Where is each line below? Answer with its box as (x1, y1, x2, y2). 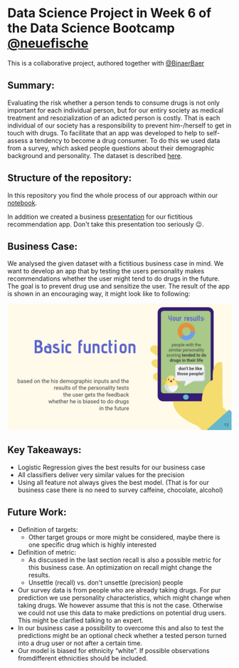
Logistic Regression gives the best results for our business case (17, 463, 206, 471)
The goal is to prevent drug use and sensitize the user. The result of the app (7, 282, 230, 291)
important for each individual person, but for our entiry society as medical (7, 105, 224, 115)
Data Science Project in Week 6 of (7, 5, 212, 21)
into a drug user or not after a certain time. (17, 639, 142, 647)
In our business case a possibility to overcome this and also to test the (17, 623, 224, 632)
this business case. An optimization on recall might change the (28, 563, 212, 571)
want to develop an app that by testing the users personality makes (7, 267, 205, 276)
